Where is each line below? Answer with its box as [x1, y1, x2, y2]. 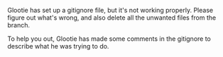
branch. [7, 21, 31, 29]
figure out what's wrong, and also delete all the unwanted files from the [7, 13, 217, 22]
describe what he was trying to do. [7, 42, 109, 50]
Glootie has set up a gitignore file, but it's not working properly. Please [7, 6, 214, 14]
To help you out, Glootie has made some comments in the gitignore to [7, 34, 212, 43]
